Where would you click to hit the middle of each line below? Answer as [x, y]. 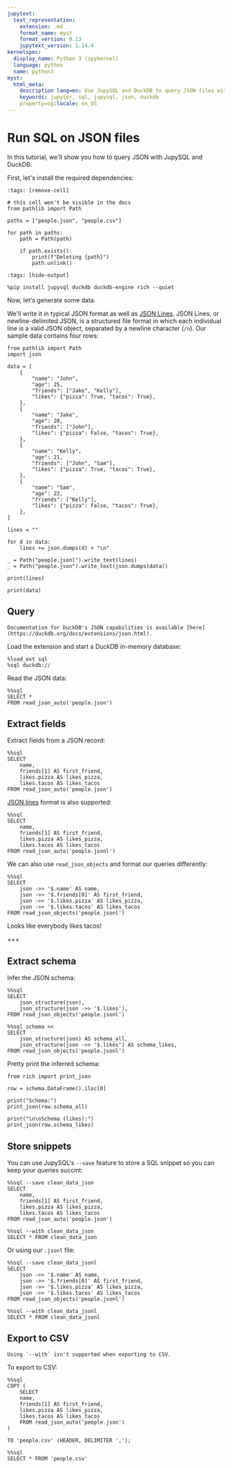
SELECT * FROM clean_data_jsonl [54, 1318]
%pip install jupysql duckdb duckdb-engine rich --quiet [91, 287]
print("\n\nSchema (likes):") [51, 1119]
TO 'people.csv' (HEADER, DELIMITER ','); [69, 1440]
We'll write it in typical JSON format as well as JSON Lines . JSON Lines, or [113, 313]
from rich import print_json [49, 1076]
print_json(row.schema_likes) [51, 1125]
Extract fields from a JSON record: [56, 740]
